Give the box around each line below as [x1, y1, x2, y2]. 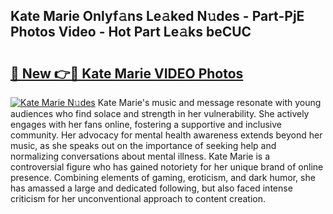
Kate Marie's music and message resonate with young [97, 97, 322, 108]
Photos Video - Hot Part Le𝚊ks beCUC [10, 24, 252, 41]
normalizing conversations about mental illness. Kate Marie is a [10, 150, 270, 162]
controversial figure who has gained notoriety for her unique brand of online [10, 161, 324, 173]
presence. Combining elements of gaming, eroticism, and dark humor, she [10, 172, 316, 183]
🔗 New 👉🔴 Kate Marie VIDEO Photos [10, 65, 244, 82]
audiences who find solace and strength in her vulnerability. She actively [10, 108, 310, 119]
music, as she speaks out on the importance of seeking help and [10, 140, 277, 151]
